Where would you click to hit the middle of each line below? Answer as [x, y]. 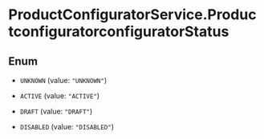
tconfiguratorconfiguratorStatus [119, 32]
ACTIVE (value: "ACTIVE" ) [60, 96]
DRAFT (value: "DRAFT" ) [56, 111]
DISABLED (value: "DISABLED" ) [67, 127]
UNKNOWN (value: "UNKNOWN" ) [63, 80]
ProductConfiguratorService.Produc [132, 15]
